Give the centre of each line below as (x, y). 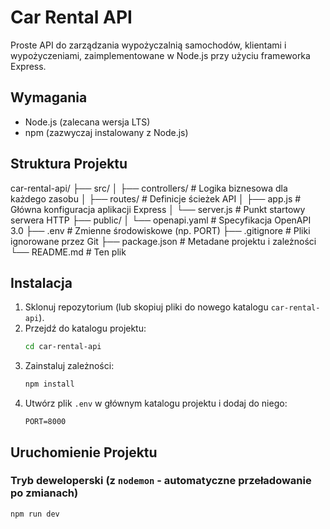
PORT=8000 (45, 422)
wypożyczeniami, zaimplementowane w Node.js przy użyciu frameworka (160, 55)
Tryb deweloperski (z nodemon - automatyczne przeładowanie (161, 481)
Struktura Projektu (69, 164)
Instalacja (41, 282)
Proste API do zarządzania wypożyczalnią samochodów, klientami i (148, 45)
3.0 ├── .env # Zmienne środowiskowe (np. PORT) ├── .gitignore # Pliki (160, 230)
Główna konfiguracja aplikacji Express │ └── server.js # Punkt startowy (158, 209)
